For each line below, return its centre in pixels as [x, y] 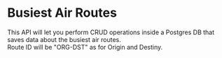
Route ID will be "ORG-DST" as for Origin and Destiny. [85, 47]
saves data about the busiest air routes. [64, 39]
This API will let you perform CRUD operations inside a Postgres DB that [111, 32]
